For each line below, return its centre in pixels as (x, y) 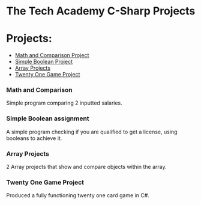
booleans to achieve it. (34, 138)
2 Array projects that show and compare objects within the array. (86, 167)
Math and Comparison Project (52, 55)
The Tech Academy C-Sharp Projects (101, 11)
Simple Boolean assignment (48, 118)
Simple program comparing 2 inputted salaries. (64, 103)
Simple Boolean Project (44, 62)
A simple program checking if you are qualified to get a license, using (92, 132)
